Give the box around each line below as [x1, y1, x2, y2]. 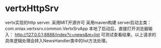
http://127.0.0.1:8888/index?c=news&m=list [14, 32, 100, 37]
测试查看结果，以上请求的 [105, 32, 156, 37]
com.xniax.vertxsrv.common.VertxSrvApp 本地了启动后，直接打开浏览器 [5, 25, 148, 32]
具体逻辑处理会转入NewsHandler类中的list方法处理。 [5, 37, 110, 44]
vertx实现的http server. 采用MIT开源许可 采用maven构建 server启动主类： [5, 19, 151, 25]
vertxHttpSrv [5, 3, 59, 14]
